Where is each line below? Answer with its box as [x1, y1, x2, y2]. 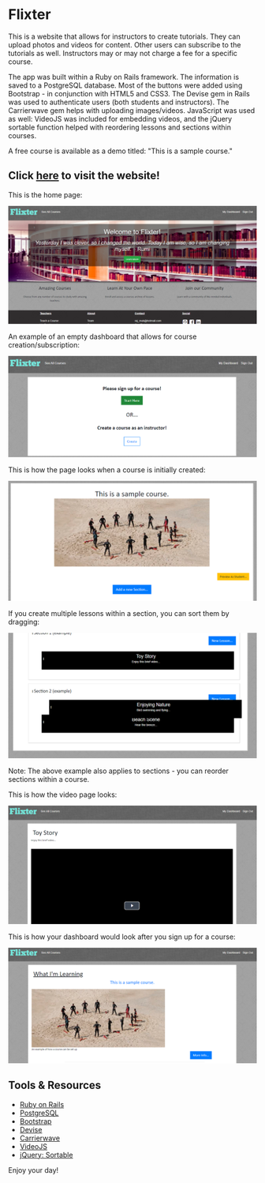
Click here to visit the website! [8, 169, 160, 182]
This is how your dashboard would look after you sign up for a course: [8, 932, 236, 941]
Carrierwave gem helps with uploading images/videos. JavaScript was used [8, 105, 256, 115]
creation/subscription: [8, 340, 80, 350]
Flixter [8, 6, 51, 24]
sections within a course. [8, 775, 90, 783]
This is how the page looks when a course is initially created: [8, 464, 206, 475]
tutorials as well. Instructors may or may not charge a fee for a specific [8, 48, 238, 58]
